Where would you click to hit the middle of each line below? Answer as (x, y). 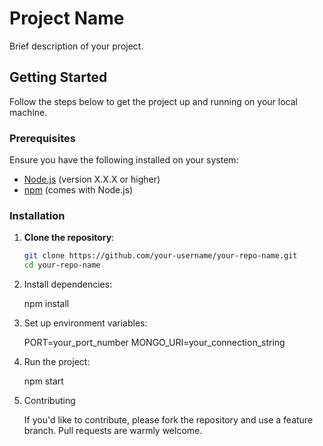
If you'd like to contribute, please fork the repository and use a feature (168, 420)
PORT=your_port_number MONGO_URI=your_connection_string (154, 343)
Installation (37, 215)
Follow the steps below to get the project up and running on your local (153, 101)
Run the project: (57, 362)
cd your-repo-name (62, 265)
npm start (43, 381)
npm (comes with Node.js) (78, 190)
